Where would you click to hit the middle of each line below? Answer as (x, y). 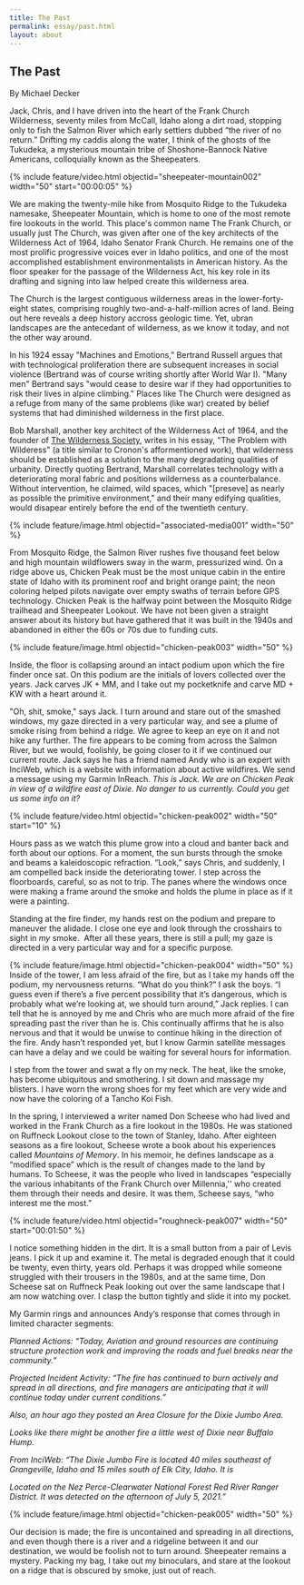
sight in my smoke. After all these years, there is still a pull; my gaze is (142, 938)
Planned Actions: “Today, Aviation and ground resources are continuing (144, 1342)
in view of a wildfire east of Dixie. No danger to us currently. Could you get (149, 789)
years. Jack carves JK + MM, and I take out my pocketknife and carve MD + (152, 684)
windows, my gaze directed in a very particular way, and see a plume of (144, 721)
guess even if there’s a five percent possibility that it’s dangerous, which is (148, 995)
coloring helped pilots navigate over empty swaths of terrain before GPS (144, 591)
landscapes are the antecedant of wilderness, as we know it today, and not (149, 328)
